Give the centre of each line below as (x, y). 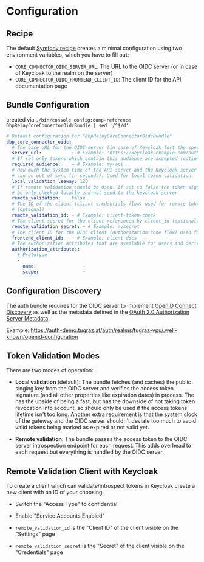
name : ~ (54, 266)
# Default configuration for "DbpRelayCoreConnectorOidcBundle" (89, 136)
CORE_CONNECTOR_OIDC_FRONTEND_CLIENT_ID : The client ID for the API (98, 79)
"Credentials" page (39, 552)
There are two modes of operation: (50, 370)
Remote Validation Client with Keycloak (82, 471)
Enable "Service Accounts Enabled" (60, 516)
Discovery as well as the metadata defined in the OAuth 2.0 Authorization (98, 312)
